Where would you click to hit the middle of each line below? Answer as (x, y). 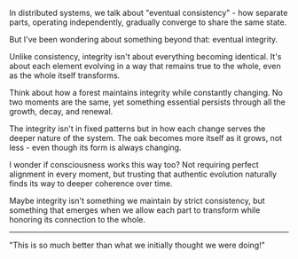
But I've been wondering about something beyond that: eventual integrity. (144, 39)
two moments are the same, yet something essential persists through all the (148, 102)
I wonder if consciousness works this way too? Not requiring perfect (134, 165)
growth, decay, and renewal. (61, 111)
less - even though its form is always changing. (95, 147)
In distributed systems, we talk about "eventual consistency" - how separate (149, 13)
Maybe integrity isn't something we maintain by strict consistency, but (137, 200)
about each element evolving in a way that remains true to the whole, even (145, 66)
